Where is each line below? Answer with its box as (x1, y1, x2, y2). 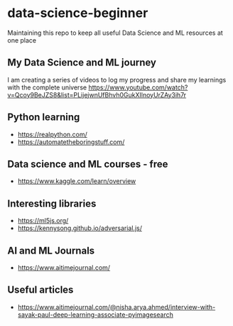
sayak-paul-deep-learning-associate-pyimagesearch (17, 310, 174, 319)
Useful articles (7, 284, 74, 296)
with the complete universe (7, 83, 87, 92)
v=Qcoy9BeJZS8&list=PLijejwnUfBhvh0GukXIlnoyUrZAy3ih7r (7, 90, 187, 99)
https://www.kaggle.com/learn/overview (17, 177, 136, 185)
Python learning (7, 112, 80, 124)
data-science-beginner (7, 5, 148, 21)
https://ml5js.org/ (17, 217, 69, 225)
